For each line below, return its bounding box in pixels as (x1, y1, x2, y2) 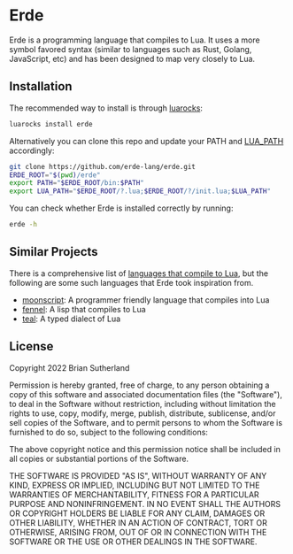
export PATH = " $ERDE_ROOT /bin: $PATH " (9, 179, 144, 188)
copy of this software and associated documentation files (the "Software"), (9, 389, 283, 399)
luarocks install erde (9, 119, 93, 128)
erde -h (9, 220, 38, 229)
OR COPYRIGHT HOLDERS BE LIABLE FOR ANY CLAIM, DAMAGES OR (9, 508, 266, 519)
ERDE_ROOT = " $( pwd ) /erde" (9, 170, 101, 180)
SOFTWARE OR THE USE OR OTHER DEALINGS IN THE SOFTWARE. (9, 536, 258, 547)
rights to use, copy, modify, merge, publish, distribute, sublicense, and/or (9, 408, 276, 419)
